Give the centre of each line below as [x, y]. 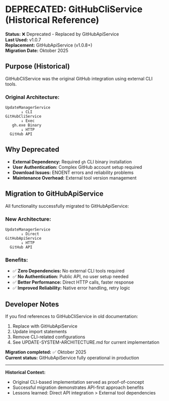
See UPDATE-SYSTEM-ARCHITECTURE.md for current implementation [86, 342]
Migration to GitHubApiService [55, 194]
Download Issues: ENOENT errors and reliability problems [73, 172]
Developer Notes [32, 304]
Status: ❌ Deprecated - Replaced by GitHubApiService [62, 34]
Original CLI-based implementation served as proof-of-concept [78, 382]
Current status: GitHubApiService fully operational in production [72, 358]
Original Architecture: [32, 97]
